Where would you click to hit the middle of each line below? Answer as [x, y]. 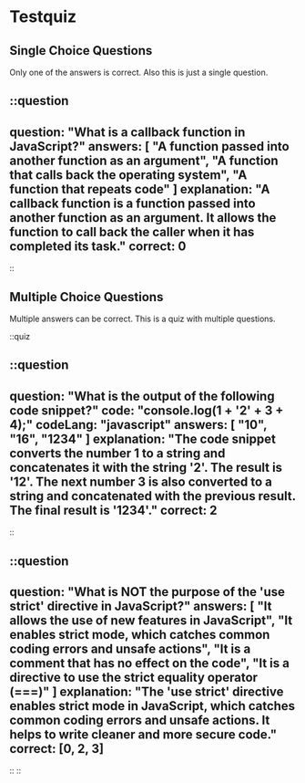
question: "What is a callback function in [127, 132]
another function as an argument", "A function [144, 160]
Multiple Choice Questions [86, 297]
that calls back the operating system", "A [128, 175]
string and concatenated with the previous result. [152, 496]
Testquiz [43, 17]
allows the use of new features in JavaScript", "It [151, 621]
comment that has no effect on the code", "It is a [149, 663]
